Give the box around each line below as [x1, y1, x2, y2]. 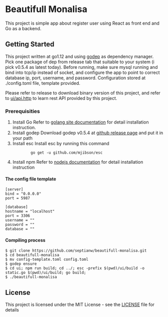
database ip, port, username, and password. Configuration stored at [5, 74, 146, 81]
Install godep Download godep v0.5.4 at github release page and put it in [12, 130, 163, 136]
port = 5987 [5, 196, 30, 201]
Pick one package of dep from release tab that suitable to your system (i [5, 59, 154, 65]
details [5, 307, 19, 313]
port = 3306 [5, 214, 30, 219]
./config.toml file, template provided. [5, 80, 81, 86]
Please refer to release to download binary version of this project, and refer [5, 89, 160, 96]
